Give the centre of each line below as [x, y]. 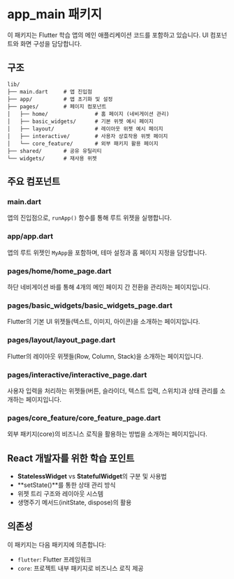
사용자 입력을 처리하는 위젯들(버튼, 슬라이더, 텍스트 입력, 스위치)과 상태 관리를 [113, 391]
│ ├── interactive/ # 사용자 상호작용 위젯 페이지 [88, 136]
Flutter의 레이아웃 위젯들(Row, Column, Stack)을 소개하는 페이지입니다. [105, 356]
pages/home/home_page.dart [59, 271]
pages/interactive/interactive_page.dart [77, 375]
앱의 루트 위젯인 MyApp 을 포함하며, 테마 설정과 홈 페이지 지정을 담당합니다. [107, 253]
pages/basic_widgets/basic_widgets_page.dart [90, 306]
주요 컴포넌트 [34, 182]
